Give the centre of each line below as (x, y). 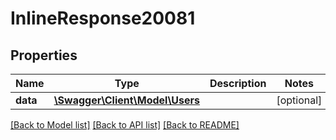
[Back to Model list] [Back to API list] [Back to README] (125, 125)
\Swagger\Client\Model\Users (126, 100)
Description (238, 83)
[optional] (299, 100)
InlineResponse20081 (103, 18)
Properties (44, 55)
